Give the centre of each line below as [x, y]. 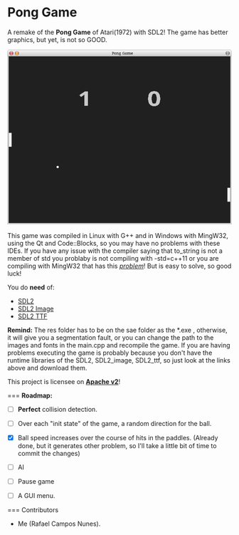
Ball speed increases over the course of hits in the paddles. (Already [118, 437]
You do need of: [31, 287]
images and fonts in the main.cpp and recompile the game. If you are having [119, 345]
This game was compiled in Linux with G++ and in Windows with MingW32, [118, 235]
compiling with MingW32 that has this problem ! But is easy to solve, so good [119, 266]
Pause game [36, 481]
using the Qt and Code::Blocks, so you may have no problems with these [114, 243]
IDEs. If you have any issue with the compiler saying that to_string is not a [115, 251]
